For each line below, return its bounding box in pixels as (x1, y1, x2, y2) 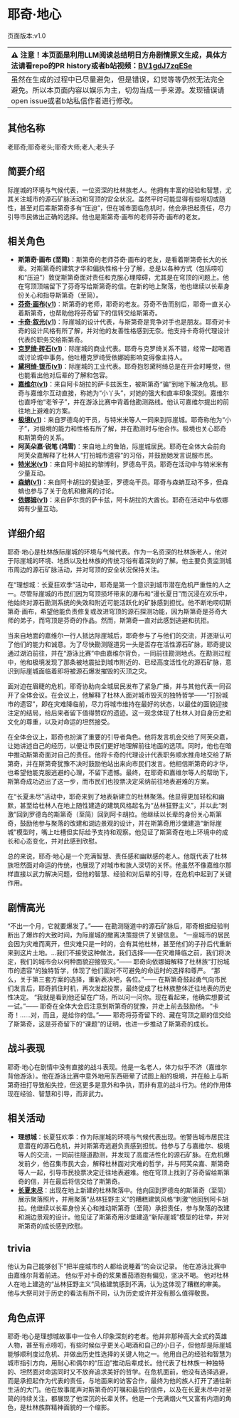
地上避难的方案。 (23, 406, 75, 415)
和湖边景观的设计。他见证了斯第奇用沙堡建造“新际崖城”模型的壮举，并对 (17, 1212, 230, 1221)
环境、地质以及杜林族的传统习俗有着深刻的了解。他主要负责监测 (38, 557, 225, 565)
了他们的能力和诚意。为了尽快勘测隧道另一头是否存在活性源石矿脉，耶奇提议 (7, 640, 232, 648)
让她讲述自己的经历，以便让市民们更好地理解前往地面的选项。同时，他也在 (7, 742, 225, 750)
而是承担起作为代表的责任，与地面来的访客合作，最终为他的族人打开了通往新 (7, 1377, 232, 1385)
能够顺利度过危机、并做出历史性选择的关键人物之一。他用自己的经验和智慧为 (7, 1350, 232, 1358)
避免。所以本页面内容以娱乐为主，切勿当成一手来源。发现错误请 (11, 85, 225, 95)
